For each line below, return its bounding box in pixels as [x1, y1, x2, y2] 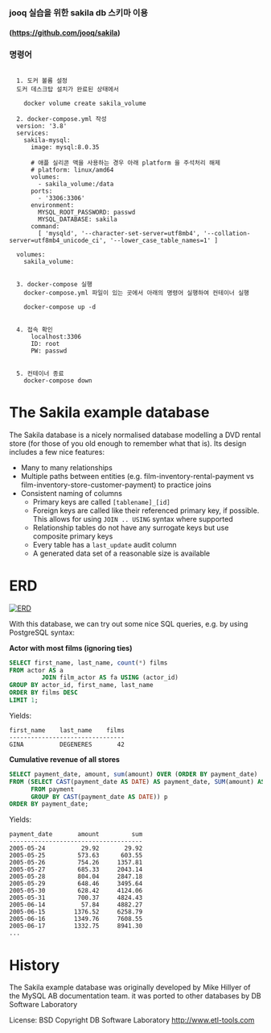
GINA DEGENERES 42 [9, 740, 125, 748]
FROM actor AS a [9, 666, 64, 674]
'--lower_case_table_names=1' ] [109, 236, 219, 244]
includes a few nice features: [9, 447, 105, 456]
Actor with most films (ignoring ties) [9, 643, 133, 652]
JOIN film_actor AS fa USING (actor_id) [41, 673, 179, 682]
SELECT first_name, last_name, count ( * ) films [9, 659, 168, 667]
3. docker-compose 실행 [16, 280, 93, 288]
